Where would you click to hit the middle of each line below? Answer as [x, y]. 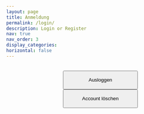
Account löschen [100, 99]
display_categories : [32, 45]
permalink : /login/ [30, 23]
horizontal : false [29, 51]
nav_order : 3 [22, 39]
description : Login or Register [46, 28]
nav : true [19, 34]
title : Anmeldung [28, 17]
